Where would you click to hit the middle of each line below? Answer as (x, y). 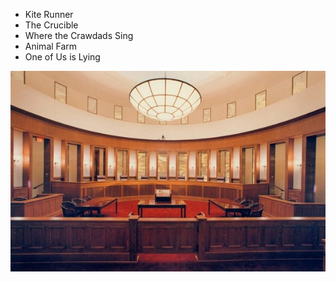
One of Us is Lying (62, 57)
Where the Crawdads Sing (79, 35)
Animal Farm (51, 46)
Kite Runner (49, 14)
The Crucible (51, 25)
